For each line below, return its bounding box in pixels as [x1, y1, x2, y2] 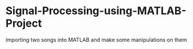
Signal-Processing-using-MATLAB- [5, 4, 186, 18]
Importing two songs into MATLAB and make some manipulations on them [5, 36, 187, 43]
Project [5, 17, 42, 30]
